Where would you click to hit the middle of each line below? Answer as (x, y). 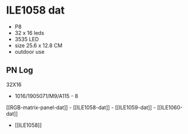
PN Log (20, 71)
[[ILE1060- (170, 107)
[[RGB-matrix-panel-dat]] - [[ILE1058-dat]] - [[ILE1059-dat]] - (81, 107)
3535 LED (27, 39)
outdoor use (30, 51)
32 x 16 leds (29, 32)
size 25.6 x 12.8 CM (38, 45)
